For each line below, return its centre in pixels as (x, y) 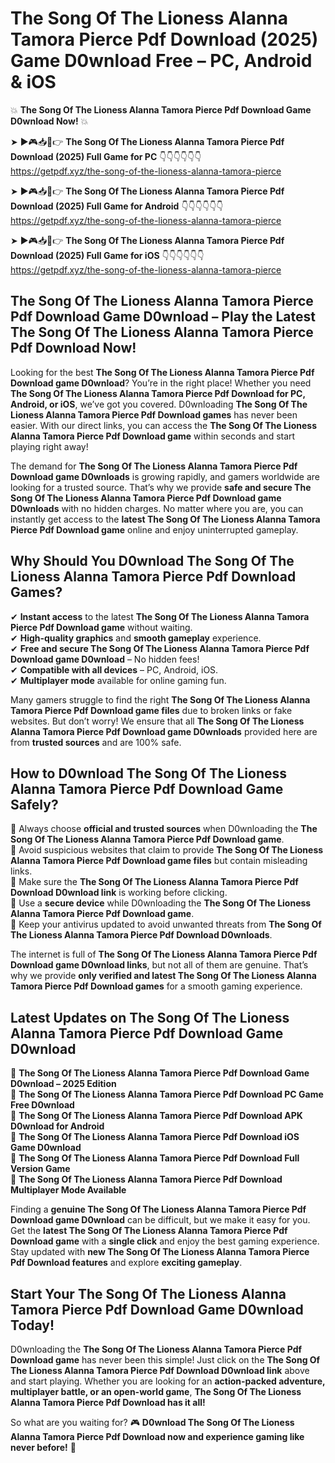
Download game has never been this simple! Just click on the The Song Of (165, 1360)
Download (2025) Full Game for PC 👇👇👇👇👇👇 (106, 156)
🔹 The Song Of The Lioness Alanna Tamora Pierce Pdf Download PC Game (167, 1094)
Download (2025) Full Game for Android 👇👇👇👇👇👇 (117, 206)
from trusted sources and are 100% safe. (96, 742)
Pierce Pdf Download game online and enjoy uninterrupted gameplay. (154, 529)
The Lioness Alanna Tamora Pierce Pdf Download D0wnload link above (160, 1370)
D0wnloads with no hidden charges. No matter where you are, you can (157, 508)
